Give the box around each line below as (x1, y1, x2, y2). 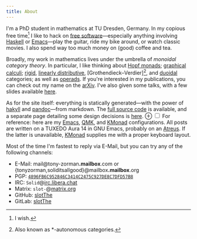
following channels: (6, 149, 53, 156)
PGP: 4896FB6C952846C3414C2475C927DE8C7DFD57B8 (14, 173, 134, 180)
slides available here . (6, 87, 57, 95)
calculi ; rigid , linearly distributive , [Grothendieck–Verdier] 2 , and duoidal (6, 68, 178, 76)
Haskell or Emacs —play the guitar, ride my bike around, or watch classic (6, 38, 181, 45)
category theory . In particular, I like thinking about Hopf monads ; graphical (6, 62, 186, 69)
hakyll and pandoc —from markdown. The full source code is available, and (6, 105, 187, 112)
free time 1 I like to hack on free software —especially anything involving (6, 31, 178, 39)
